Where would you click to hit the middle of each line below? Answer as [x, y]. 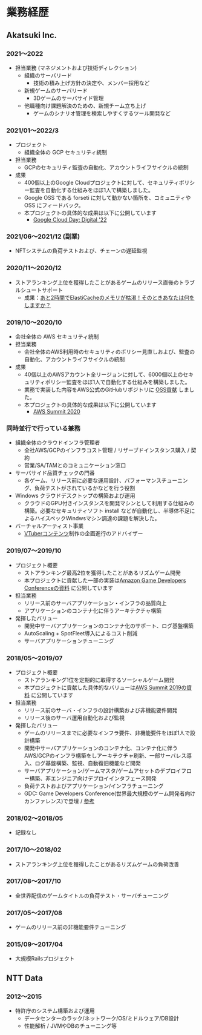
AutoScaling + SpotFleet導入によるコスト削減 [81, 633]
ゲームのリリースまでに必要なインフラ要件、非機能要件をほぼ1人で [107, 733]
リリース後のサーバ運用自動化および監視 [74, 718]
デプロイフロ [176, 770]
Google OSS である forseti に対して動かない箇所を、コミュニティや [107, 198]
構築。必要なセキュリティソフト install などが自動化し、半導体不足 [107, 511]
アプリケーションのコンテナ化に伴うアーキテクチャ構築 [93, 610]
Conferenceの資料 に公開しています [69, 587]
